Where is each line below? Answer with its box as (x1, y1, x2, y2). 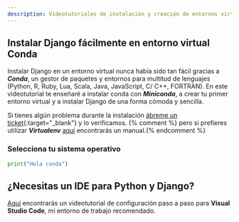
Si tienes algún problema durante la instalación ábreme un (7, 111, 178, 120)
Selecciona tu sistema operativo (7, 144, 121, 154)
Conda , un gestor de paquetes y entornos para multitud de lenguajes (7, 74, 211, 83)
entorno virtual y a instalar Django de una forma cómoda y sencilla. (7, 97, 204, 106)
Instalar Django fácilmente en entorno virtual (7, 37, 210, 49)
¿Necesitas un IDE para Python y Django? (7, 180, 195, 192)
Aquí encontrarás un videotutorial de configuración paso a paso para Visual (7, 199, 230, 208)
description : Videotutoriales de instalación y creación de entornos (7, 10, 218, 18)
